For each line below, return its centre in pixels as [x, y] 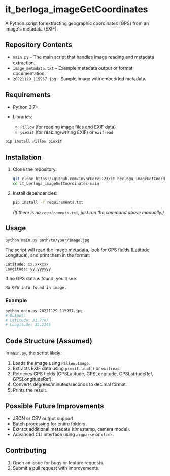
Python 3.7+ [25, 107]
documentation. [29, 73]
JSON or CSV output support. [44, 418]
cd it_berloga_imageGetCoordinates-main [56, 184]
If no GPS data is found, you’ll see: [41, 278]
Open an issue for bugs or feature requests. [58, 463]
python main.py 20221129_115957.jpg [44, 311]
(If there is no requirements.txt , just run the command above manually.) [88, 212]
